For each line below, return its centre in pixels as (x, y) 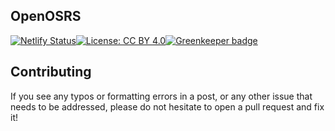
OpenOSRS (46, 16)
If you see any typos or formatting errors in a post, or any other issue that (161, 96)
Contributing (51, 72)
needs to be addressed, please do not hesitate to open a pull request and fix (167, 106)
